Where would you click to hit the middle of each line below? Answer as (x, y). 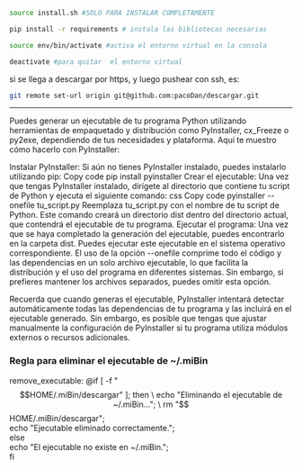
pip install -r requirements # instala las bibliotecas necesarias (138, 29)
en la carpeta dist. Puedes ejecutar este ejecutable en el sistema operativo (147, 244)
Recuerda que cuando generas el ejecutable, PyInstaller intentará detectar (147, 299)
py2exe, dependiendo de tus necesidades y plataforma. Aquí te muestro (143, 140)
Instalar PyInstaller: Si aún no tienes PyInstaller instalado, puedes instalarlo (148, 167)
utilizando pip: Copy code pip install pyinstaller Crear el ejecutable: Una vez (149, 176)
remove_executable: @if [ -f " (64, 380)
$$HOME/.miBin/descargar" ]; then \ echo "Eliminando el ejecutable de (151, 394)
